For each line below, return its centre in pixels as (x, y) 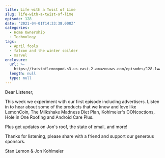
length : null (23, 74)
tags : (11, 42)
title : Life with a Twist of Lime (41, 10)
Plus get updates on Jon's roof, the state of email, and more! (66, 127)
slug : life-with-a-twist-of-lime (39, 14)
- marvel (18, 55)
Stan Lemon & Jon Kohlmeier (34, 151)
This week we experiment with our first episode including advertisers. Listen (82, 102)
